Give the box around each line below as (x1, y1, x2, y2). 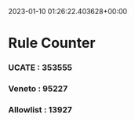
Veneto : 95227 (8, 83, 68, 94)
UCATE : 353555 (8, 62, 73, 73)
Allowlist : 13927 (8, 104, 73, 115)
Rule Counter (8, 35, 96, 52)
